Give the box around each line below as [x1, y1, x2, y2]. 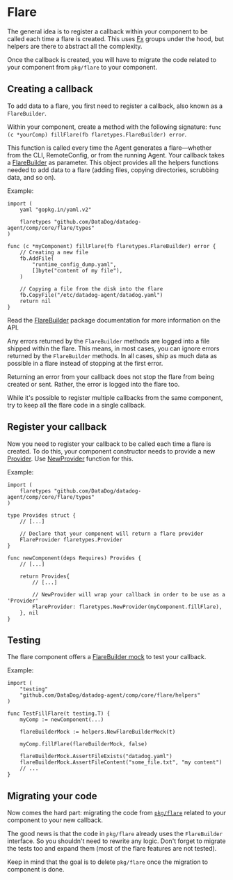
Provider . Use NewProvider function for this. [7, 454, 134, 463]
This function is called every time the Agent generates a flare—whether [7, 144, 212, 152]
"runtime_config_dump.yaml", [32, 261, 117, 268]
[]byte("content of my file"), [32, 267, 123, 274]
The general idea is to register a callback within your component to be [7, 27, 208, 36]
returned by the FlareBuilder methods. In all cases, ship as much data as [7, 351, 218, 360]
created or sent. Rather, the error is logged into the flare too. [7, 380, 180, 388]
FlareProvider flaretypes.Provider [19, 536, 123, 543]
